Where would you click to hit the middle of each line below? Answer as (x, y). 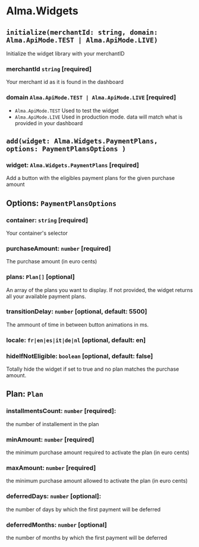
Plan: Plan (25, 394)
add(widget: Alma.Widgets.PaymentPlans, (82, 141)
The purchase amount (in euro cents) (52, 262)
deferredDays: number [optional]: (54, 496)
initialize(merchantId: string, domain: (82, 32)
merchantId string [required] (49, 69)
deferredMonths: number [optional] (56, 524)
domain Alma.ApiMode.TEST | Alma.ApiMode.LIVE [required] (91, 98)
